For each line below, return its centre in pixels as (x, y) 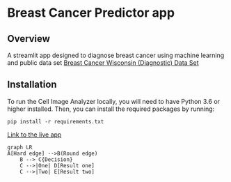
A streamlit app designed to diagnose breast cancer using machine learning (116, 55)
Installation (32, 85)
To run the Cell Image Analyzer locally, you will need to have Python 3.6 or (114, 101)
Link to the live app (34, 135)
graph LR (20, 147)
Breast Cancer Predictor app (91, 13)
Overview (29, 39)
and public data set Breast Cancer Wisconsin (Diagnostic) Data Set (103, 63)
